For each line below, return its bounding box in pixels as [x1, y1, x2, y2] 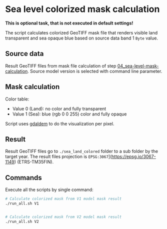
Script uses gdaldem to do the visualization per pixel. [5, 120, 114, 126]
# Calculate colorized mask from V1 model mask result [5, 196, 122, 201]
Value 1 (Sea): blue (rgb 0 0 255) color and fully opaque [12, 111, 127, 117]
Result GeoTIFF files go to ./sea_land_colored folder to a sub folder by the [5, 148, 158, 154]
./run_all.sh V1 [5, 201, 39, 206]
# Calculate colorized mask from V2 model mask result [5, 214, 122, 219]
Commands [5, 173, 42, 182]
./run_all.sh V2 [5, 219, 39, 224]
